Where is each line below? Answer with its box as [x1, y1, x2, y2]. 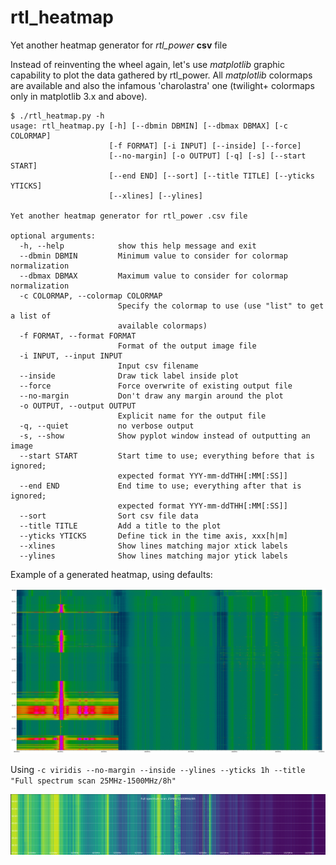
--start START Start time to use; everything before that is [19, 451, 315, 461]
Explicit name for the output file [117, 411, 267, 421]
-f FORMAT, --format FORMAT [19, 331, 137, 341]
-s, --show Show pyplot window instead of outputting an [19, 431, 311, 441]
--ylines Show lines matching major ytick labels [19, 551, 288, 561]
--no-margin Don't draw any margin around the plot [19, 391, 284, 401]
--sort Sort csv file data [19, 511, 199, 521]
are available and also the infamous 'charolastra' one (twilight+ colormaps [10, 79, 315, 91]
